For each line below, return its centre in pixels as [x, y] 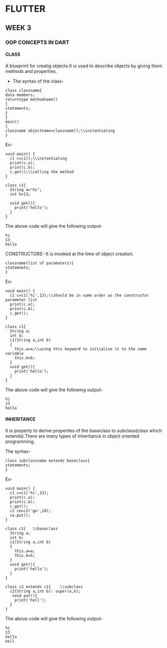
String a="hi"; [26, 189]
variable [15, 353]
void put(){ [25, 595]
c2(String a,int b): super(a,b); [45, 591]
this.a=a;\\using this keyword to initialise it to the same [80, 349]
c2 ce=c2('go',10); [31, 511]
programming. [20, 441]
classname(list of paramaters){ [39, 263]
